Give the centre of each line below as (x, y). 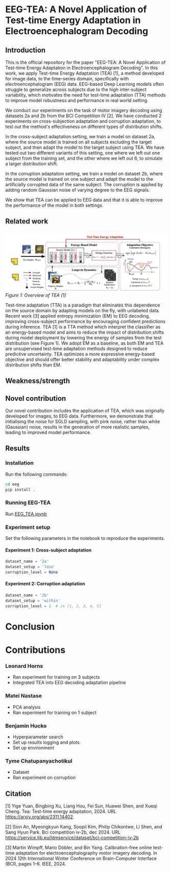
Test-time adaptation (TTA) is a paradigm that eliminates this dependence (83, 305)
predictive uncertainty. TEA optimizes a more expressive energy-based (80, 354)
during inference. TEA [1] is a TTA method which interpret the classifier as (83, 326)
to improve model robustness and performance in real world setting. (77, 100)
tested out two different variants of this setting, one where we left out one (83, 153)
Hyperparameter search (38, 737)
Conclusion (30, 627)
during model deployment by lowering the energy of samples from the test (83, 337)
